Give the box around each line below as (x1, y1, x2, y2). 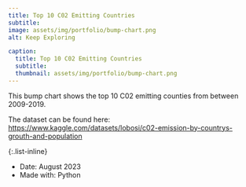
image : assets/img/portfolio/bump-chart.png (8, 26, 156, 34)
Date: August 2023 (19, 162, 81, 171)
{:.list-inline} (8, 146, 48, 156)
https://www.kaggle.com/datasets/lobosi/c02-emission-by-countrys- (8, 123, 233, 132)
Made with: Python (19, 170, 81, 179)
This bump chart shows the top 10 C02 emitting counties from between (8, 91, 239, 101)
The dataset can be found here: (8, 115, 111, 124)
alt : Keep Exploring (8, 33, 76, 42)
